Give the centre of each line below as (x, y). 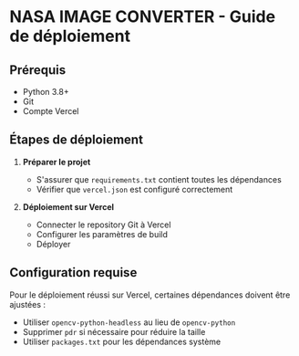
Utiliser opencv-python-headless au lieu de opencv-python (129, 322)
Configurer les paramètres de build (102, 234)
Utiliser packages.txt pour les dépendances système (122, 341)
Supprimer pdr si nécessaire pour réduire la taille (114, 331)
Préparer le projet (57, 162)
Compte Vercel (51, 111)
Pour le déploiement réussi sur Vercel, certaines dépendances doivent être (150, 295)
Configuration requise (73, 272)
